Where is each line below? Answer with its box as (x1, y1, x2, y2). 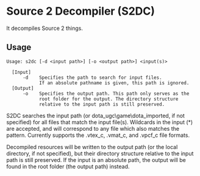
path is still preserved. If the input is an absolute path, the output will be (6, 156, 186, 163)
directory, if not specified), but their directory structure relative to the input (6, 150, 194, 157)
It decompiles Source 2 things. (6, 24, 84, 32)
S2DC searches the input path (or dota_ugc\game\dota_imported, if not (6, 112, 185, 119)
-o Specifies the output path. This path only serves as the (22, 90, 190, 97)
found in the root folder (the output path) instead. (6, 163, 130, 170)
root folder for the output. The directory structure (38, 96, 179, 102)
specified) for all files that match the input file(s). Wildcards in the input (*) (6, 118, 193, 126)
